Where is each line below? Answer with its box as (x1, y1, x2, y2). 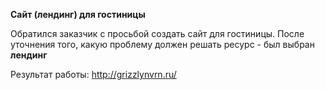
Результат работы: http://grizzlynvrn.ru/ (10, 69, 177, 80)
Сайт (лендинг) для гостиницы (10, 9, 146, 20)
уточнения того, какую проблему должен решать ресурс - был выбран (10, 39, 315, 50)
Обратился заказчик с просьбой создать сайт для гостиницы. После (10, 28, 305, 39)
